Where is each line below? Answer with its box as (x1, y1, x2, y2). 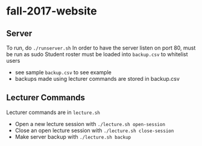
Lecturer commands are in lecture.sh (6, 109, 101, 116)
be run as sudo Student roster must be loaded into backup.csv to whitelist (6, 51, 188, 58)
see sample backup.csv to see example (14, 69, 112, 76)
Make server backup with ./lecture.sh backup (14, 133, 131, 140)
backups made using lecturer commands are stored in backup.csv (14, 75, 180, 82)
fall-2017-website (6, 4, 98, 18)
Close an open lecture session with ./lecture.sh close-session (14, 127, 174, 134)
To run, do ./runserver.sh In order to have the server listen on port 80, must (6, 44, 196, 51)
